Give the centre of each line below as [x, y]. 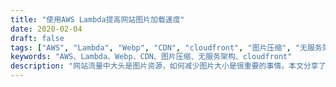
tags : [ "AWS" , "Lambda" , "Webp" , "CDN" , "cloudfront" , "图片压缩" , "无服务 [166, 47]
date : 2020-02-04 [46, 29]
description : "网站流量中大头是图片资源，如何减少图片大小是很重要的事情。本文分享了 [168, 66]
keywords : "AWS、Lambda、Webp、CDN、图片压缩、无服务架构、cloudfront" [151, 57]
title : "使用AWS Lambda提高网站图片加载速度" [97, 19]
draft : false [37, 38]
